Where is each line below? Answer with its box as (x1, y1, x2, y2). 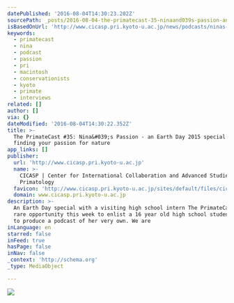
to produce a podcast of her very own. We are (13, 217, 151, 224)
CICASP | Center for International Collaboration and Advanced (19, 172, 208, 179)
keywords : (7, 29, 36, 37)
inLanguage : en (7, 224, 52, 231)
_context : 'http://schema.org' (7, 256, 98, 263)
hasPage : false (7, 243, 52, 251)
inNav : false (7, 250, 45, 257)
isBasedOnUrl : (7, 23, 49, 30)
